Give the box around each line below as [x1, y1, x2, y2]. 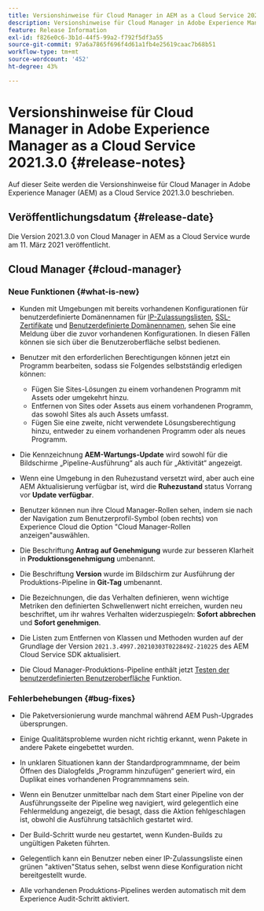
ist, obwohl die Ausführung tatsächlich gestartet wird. [19, 815, 193, 825]
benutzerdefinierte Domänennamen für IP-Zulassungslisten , [19, 312, 214, 322]
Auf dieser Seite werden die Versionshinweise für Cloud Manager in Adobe [8, 179, 251, 189]
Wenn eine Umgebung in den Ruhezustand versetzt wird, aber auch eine [19, 473, 255, 483]
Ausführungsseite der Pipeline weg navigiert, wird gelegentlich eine [19, 799, 239, 808]
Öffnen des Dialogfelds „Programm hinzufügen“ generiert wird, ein [19, 766, 236, 776]
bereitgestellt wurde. [19, 870, 87, 880]
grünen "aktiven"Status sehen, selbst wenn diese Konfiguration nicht [19, 862, 244, 872]
